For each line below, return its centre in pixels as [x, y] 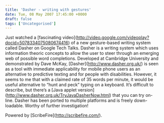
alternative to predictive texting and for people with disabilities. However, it [81, 74]
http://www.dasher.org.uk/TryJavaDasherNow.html [58, 95]
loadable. [15, 106]
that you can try [128, 95]
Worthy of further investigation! [57, 106]
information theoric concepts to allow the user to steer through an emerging [82, 53]
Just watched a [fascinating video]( [41, 38]
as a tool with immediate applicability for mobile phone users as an [73, 69]
